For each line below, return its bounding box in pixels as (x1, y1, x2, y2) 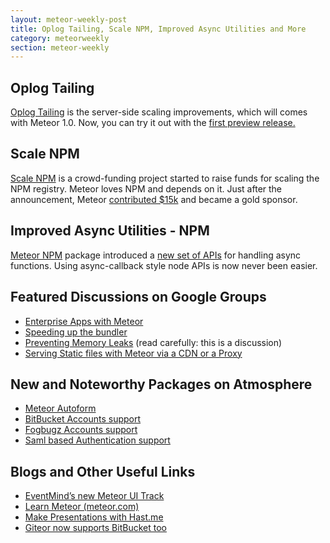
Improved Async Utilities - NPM (10, 222, 210, 240)
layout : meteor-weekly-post (10, 14, 128, 25)
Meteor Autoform (24, 402, 97, 415)
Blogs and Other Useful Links (10, 463, 196, 480)
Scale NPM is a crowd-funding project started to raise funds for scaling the (10, 172, 320, 184)
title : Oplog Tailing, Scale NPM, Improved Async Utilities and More (10, 24, 307, 34)
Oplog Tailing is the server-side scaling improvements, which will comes (10, 106, 308, 118)
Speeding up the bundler (24, 326, 128, 338)
